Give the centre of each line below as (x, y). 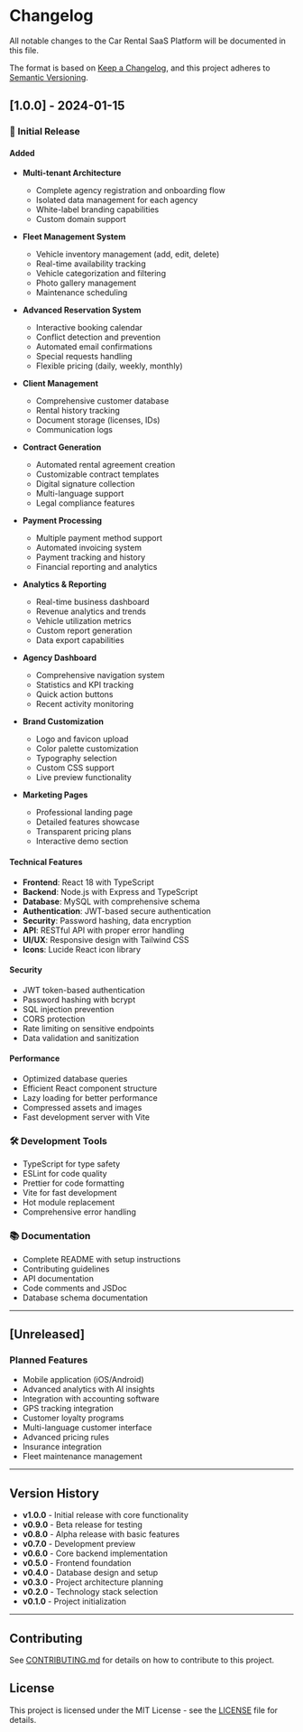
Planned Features (49, 1360)
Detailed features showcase (87, 822)
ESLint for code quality (64, 1174)
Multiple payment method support (99, 538)
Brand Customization (63, 722)
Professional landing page (84, 813)
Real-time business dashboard (93, 602)
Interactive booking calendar (89, 328)
